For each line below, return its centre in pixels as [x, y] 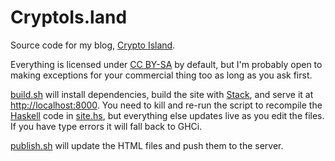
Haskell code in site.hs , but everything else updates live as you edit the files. [167, 115]
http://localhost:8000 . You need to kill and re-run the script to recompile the [166, 105]
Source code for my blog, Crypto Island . [93, 45]
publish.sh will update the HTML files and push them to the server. [147, 145]
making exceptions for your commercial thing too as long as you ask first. [161, 75]
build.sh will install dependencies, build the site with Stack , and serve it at [162, 94]
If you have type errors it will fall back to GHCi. [106, 126]
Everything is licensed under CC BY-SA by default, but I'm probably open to [166, 64]
